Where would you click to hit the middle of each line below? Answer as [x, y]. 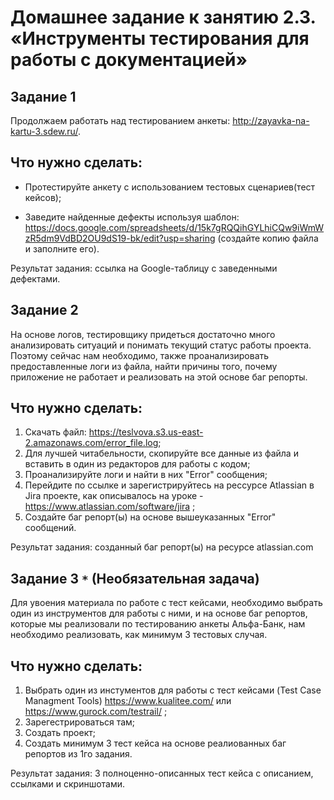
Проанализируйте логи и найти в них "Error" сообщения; [146, 475]
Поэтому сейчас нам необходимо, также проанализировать [140, 355]
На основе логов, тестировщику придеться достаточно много [143, 334]
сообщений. [50, 528]
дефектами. [35, 278]
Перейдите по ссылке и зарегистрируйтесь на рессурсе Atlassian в [169, 485]
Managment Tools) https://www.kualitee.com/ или [128, 701]
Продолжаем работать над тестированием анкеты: [120, 120]
